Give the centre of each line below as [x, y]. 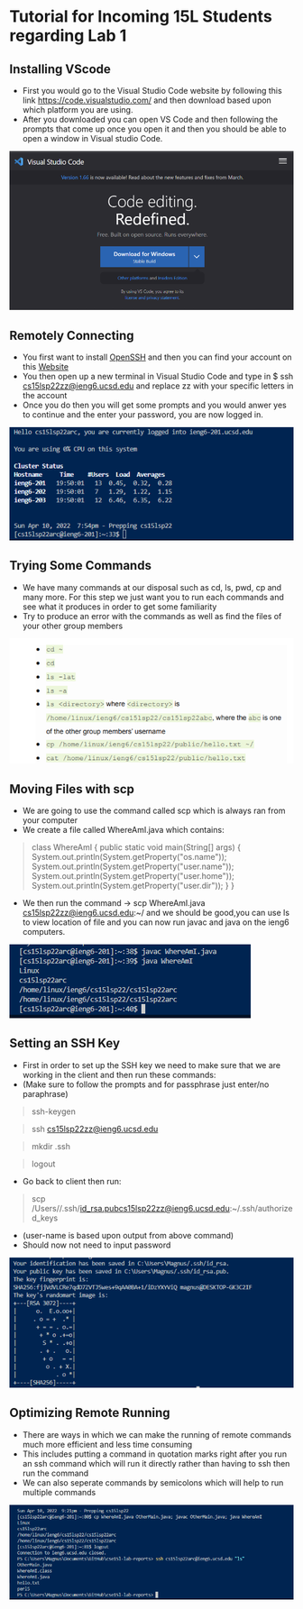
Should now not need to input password [96, 1245]
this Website [46, 367]
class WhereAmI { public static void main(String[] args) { [136, 847]
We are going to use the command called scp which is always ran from [154, 810]
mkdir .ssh [50, 1146]
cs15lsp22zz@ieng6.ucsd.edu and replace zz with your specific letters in [158, 386]
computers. [44, 932]
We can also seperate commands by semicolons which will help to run [153, 1482]
